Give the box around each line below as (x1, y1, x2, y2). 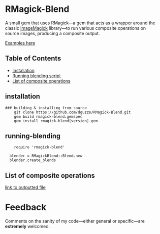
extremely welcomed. (5, 224, 50, 230)
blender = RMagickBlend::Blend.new (9, 153, 83, 159)
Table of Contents (5, 54, 62, 63)
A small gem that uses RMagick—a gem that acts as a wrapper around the (5, 20, 156, 26)
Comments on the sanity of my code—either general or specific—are (5, 218, 145, 224)
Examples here (5, 40, 35, 46)
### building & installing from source (5, 105, 87, 110)
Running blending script (12, 73, 61, 79)
